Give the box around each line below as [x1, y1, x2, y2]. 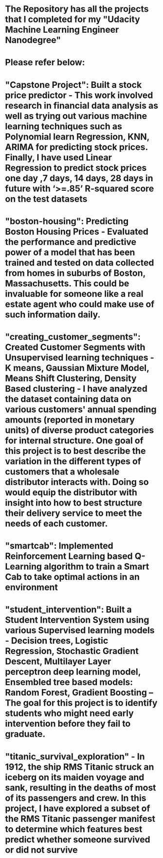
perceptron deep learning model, [5, 666, 141, 677]
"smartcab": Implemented [5, 540, 113, 552]
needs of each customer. [5, 518, 108, 529]
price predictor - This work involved [5, 89, 153, 101]
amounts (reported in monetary [5, 414, 135, 425]
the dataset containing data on [5, 393, 131, 405]
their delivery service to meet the [5, 508, 143, 518]
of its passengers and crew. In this [5, 792, 146, 803]
